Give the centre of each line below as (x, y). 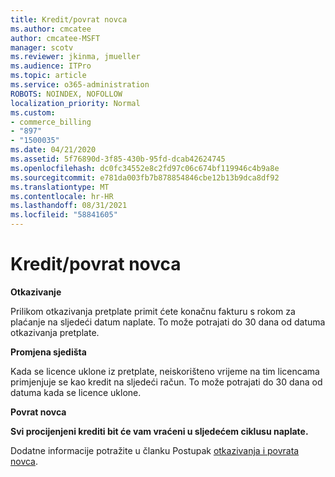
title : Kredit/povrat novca (69, 19)
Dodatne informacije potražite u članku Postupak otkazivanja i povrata (155, 450)
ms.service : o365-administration (80, 85)
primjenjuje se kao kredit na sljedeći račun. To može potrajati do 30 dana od (166, 382)
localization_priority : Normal (75, 103)
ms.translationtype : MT (60, 187)
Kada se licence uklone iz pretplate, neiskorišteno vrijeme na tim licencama (165, 371)
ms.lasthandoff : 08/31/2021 (69, 206)
